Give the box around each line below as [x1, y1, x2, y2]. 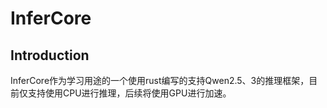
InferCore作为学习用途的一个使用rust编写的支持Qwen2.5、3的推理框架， [10, 75, 310, 86]
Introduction [10, 47, 90, 64]
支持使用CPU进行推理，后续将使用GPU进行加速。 [27, 87, 232, 99]
